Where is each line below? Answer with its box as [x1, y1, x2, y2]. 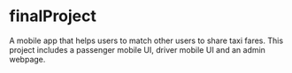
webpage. [9, 54, 46, 64]
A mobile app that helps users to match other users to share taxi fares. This [9, 35, 284, 46]
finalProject [9, 6, 97, 26]
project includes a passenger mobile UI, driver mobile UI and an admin [9, 44, 265, 55]
